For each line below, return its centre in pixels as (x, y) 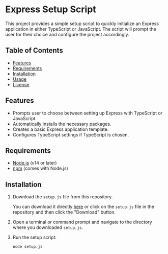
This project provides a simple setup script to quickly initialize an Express (82, 24)
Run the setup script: (35, 237)
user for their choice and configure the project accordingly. (67, 34)
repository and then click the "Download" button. (64, 212)
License (21, 84)
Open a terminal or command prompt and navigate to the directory (82, 222)
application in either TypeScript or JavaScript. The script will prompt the (81, 29)
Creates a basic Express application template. (61, 129)
